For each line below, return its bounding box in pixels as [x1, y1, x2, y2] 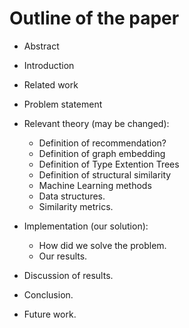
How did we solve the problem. [38, 239, 167, 251]
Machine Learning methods [38, 179, 152, 191]
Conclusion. [23, 288, 74, 301]
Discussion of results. [23, 269, 114, 281]
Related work [23, 78, 79, 91]
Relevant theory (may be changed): [23, 117, 170, 129]
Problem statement [23, 98, 103, 110]
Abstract [23, 40, 60, 52]
